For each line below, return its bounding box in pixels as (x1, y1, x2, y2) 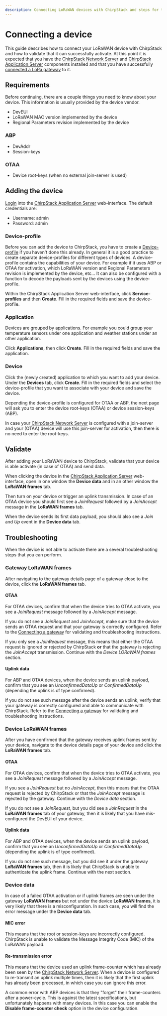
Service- (132, 291, 151, 297)
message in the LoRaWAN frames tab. (5, 504, 84, 510)
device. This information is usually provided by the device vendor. (5, 99, 140, 105)
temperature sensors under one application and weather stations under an (5, 330, 158, 336)
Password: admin (12, 220, 48, 226)
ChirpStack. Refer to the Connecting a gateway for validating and (5, 708, 139, 714)
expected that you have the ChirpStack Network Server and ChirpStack (5, 56, 152, 62)
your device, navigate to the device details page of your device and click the (5, 742, 162, 748)
